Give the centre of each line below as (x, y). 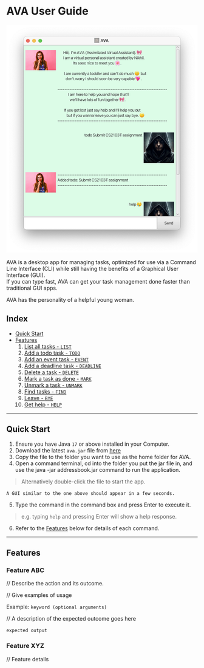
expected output (27, 631)
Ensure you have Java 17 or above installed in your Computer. (92, 444)
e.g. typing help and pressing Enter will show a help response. (99, 516)
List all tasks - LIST (48, 346)
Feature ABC (25, 570)
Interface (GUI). (26, 275)
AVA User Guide (48, 11)
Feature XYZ (25, 646)
